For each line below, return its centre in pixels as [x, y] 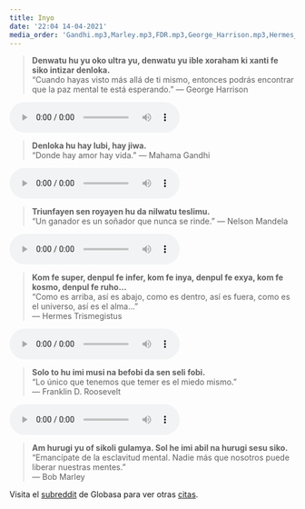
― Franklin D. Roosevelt [76, 392]
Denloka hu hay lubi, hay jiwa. [89, 145]
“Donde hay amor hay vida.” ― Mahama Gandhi [121, 155]
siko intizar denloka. [71, 70]
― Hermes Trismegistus [77, 316]
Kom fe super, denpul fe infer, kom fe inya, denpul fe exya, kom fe [157, 277]
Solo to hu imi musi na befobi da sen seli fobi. [118, 373]
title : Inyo [32, 18]
